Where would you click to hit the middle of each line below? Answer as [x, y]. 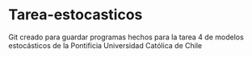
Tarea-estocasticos [76, 15]
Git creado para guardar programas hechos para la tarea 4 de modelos [126, 37]
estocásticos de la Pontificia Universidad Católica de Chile [105, 45]
